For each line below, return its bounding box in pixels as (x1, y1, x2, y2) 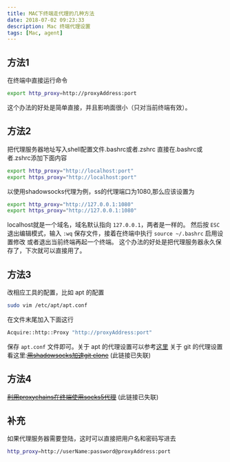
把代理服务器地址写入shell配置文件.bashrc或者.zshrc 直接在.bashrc (7, 145, 197, 153)
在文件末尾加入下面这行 (7, 315, 74, 323)
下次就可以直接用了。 (25, 246, 86, 255)
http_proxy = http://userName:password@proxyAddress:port (7, 448, 171, 455)
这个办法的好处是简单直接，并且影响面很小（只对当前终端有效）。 (7, 103, 191, 111)
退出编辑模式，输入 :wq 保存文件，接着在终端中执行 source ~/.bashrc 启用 (7, 229, 218, 238)
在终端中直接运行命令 (7, 77, 67, 85)
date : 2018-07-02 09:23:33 (7, 17, 85, 23)
